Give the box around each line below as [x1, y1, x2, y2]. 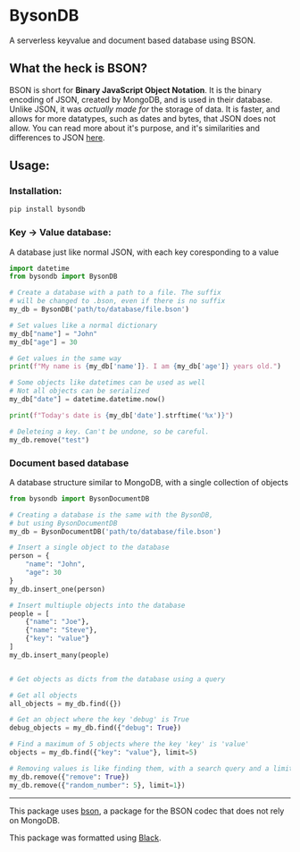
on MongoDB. [9, 814, 61, 825]
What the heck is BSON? [9, 61, 148, 76]
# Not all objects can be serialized [9, 386, 150, 396]
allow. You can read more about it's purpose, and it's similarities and [9, 122, 261, 133]
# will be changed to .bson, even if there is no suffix [9, 297, 226, 306]
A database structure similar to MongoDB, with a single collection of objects [9, 477, 288, 487]
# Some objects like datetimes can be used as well [9, 378, 205, 387]
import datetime [9, 264, 70, 273]
